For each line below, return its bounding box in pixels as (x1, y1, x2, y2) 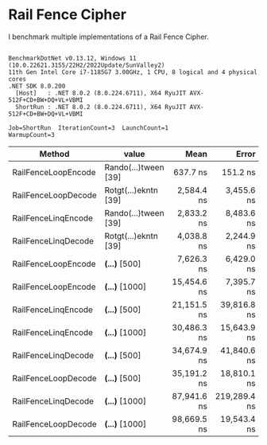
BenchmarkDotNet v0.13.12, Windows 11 (8, 54, 137, 62)
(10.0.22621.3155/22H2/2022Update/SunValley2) (8, 61, 165, 69)
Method (39, 148, 70, 159)
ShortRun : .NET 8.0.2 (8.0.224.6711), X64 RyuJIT (15, 103, 187, 111)
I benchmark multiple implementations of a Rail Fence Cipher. (8, 32, 209, 41)
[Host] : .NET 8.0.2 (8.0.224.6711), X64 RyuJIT (15, 89, 187, 97)
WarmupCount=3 (8, 131, 56, 139)
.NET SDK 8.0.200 (8, 82, 66, 90)
